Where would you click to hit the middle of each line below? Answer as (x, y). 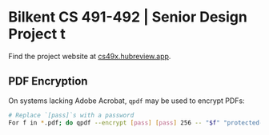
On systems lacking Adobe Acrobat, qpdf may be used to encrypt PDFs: (127, 101)
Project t (37, 34)
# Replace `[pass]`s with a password (71, 115)
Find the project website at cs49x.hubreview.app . (90, 56)
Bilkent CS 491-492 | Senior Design (128, 17)
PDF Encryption (48, 81)
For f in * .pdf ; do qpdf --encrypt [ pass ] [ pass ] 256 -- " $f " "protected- (136, 123)
